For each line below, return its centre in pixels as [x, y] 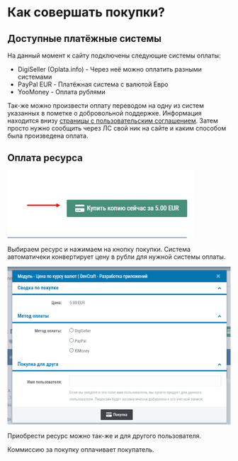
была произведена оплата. [48, 136]
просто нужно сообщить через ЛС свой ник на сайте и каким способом [117, 128]
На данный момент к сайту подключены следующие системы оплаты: [114, 55]
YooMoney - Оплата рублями [61, 92]
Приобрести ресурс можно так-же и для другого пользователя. [104, 436]
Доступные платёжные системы [84, 39]
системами [35, 77]
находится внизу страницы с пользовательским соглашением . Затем [113, 121]
